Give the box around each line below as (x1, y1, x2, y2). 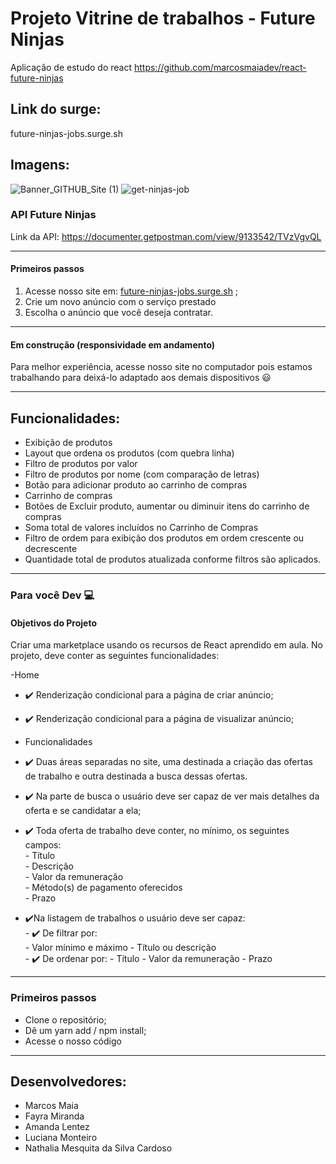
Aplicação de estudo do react (10, 61, 133, 73)
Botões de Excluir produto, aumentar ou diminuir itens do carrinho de (24, 500, 310, 512)
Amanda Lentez (24, 1121, 90, 1133)
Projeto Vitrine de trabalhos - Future (10, 7, 316, 30)
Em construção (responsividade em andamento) (10, 338, 216, 351)
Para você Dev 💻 (10, 588, 95, 602)
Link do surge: (10, 101, 102, 118)
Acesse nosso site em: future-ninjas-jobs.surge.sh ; (24, 285, 239, 297)
